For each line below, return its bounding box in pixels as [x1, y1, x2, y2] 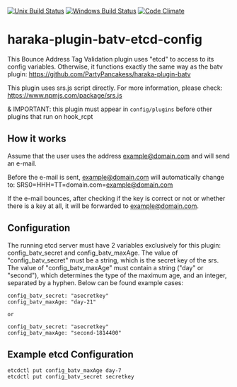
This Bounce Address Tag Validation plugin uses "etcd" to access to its [7, 54, 214, 63]
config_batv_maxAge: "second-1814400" [7, 329, 122, 336]
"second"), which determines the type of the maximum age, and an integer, [7, 271, 227, 279]
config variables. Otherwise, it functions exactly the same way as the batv [7, 62, 223, 71]
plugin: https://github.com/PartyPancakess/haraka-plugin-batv [7, 69, 191, 78]
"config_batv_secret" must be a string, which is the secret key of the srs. [7, 255, 219, 265]
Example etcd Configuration [7, 348, 134, 360]
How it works [7, 133, 67, 145]
